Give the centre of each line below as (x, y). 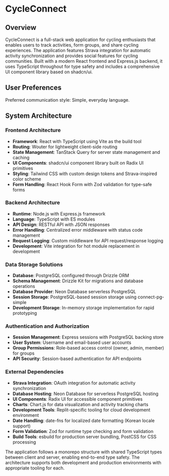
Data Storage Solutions (34, 265)
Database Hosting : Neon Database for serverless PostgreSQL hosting (86, 394)
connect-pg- (151, 297)
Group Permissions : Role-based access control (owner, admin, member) (88, 348)
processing (24, 442)
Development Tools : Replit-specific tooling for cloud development (81, 410)
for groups (23, 353)
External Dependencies (35, 372)
